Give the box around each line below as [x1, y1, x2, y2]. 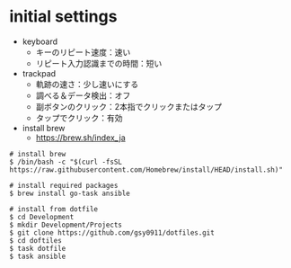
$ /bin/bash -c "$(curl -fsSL [9, 157, 123, 166]
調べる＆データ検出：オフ [35, 90, 131, 101]
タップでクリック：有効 [35, 112, 123, 123]
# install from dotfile [9, 204, 99, 213]
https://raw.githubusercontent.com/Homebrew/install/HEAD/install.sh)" [9, 165, 283, 174]
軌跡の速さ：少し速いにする [35, 78, 139, 89]
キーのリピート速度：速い [35, 47, 131, 58]
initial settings [9, 6, 118, 27]
